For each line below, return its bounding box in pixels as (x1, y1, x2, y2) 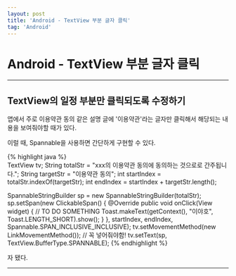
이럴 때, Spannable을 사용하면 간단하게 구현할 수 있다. (7, 139, 156, 147)
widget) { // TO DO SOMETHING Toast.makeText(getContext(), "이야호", (7, 207, 214, 215)
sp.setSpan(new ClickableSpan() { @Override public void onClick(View (7, 199, 213, 208)
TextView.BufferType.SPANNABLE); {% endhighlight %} (7, 239, 168, 247)
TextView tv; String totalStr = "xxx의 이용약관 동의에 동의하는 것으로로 (7, 161, 203, 170)
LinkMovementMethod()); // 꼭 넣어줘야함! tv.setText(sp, (7, 231, 167, 239)
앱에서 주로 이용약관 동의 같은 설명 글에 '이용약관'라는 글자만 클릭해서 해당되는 (7, 115, 221, 123)
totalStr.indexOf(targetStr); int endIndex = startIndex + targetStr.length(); (7, 177, 217, 187)
